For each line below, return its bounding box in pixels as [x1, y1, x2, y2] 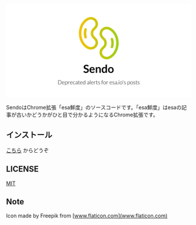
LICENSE [6, 164, 39, 174]
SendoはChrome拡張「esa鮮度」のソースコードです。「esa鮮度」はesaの [6, 104, 182, 110]
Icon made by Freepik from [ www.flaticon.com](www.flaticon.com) [6, 212, 168, 219]
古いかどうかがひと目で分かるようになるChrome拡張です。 [16, 111, 158, 118]
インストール [6, 130, 53, 140]
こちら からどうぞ [6, 146, 49, 154]
